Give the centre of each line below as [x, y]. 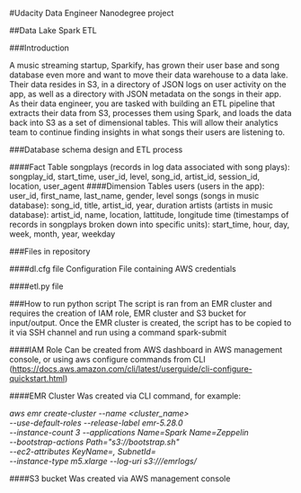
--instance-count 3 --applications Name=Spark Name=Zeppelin [129, 432]
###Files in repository [50, 251]
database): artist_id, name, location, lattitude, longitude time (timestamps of [149, 215]
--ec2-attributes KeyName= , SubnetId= [83, 452]
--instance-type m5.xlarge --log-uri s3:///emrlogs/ [103, 461]
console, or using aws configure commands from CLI [107, 359]
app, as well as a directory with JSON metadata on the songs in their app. [145, 94]
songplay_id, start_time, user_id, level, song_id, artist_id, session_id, [135, 176]
